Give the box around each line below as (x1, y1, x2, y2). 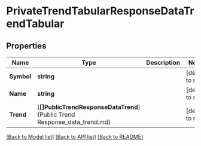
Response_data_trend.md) (36, 118, 111, 126)
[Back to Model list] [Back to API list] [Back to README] (6, 133, 144, 140)
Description (146, 59, 181, 66)
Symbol (9, 72, 32, 80)
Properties (6, 41, 47, 51)
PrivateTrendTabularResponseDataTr (6, 4, 194, 18)
